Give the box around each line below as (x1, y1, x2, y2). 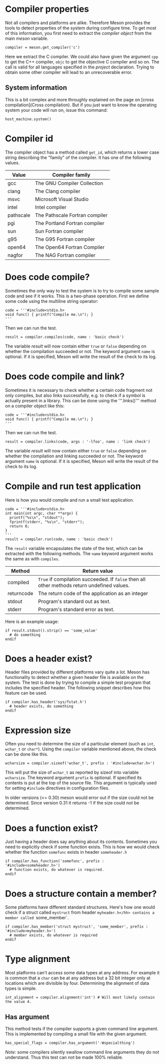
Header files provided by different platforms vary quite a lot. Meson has (5, 669, 150, 675)
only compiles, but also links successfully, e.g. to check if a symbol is (5, 392, 146, 398)
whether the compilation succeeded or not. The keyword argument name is (5, 348, 155, 354)
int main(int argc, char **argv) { (5, 511, 78, 516)
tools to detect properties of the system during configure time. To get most (5, 25, 157, 31)
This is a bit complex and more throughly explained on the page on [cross (5, 97, 154, 102)
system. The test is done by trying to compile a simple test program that (5, 679, 151, 685)
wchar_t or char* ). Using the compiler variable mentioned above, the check (5, 746, 157, 752)
